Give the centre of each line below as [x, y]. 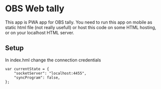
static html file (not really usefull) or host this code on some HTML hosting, [81, 27]
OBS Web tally [35, 9]
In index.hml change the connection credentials [53, 60]
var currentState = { [27, 69]
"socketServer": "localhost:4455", [50, 73]
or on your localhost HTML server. [40, 32]
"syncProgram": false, [37, 77]
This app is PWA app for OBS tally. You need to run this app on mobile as [79, 22]
